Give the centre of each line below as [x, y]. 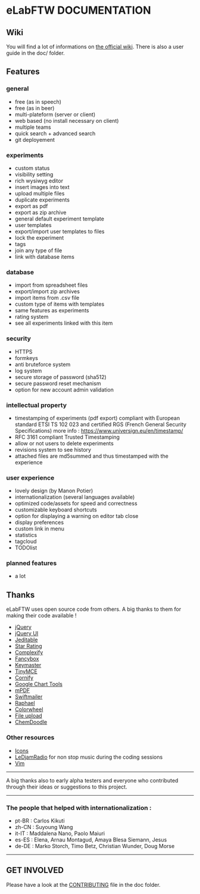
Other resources [30, 738]
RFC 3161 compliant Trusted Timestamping [67, 437]
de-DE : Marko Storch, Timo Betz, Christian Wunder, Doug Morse [95, 846]
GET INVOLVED [35, 870]
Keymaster [28, 665]
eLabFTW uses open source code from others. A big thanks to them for [94, 609]
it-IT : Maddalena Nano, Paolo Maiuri [60, 833]
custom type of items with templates [60, 304]
